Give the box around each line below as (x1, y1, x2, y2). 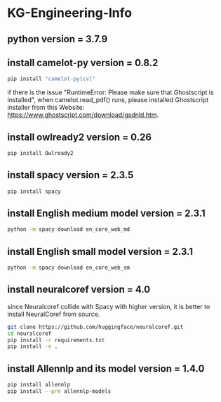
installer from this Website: (7, 103, 85, 112)
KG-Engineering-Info (7, 5, 132, 21)
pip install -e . (7, 343, 58, 350)
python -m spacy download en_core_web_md (7, 226, 130, 233)
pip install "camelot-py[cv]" (7, 75, 96, 82)
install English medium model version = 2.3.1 (7, 208, 206, 220)
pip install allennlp (7, 382, 71, 389)
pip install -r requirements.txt (7, 337, 105, 344)
